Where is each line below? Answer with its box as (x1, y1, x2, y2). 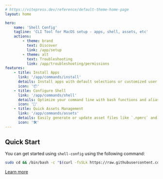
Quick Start (5, 138, 40, 146)
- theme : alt (22, 52, 49, 57)
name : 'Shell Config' (14, 25, 57, 30)
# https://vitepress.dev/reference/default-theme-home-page (5, 7, 130, 12)
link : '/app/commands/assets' (17, 111, 79, 116)
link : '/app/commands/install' (17, 75, 81, 80)
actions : (14, 34, 32, 39)
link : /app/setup (26, 47, 62, 53)
